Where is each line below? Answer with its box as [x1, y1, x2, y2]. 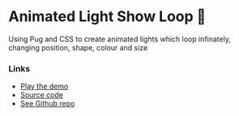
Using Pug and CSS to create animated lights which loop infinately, [8, 34, 231, 44]
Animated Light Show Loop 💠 [8, 7, 207, 26]
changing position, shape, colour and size [8, 42, 148, 52]
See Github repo [19, 99, 75, 109]
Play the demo [19, 81, 69, 92]
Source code [19, 90, 63, 100]
